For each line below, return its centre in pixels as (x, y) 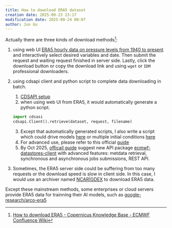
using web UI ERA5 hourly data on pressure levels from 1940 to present (88, 50)
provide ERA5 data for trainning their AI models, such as (64, 194)
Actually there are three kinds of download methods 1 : (61, 39)
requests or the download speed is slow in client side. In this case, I (84, 174)
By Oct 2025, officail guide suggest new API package (77, 147)
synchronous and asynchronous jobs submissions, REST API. (85, 158)
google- (133, 194)
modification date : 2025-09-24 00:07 (46, 19)
